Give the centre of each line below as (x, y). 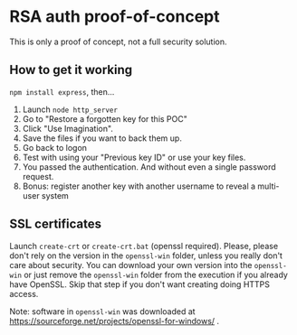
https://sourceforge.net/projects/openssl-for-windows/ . (115, 321)
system (55, 195)
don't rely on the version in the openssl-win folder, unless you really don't (146, 256)
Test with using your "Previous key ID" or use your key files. (134, 157)
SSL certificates (56, 224)
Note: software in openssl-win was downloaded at (103, 311)
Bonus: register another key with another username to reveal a (139, 186)
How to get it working (71, 70)
